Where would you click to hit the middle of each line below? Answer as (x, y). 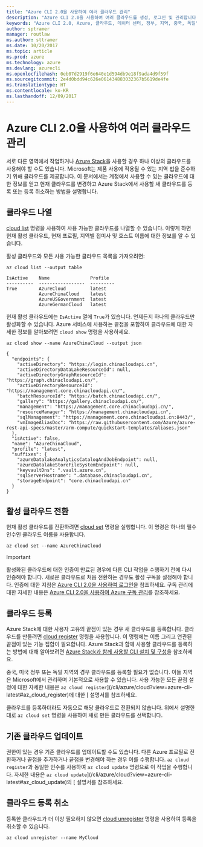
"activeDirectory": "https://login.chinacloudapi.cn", (88, 364)
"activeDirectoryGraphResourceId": (62, 375)
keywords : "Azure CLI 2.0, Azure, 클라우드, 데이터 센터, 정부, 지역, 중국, (95, 23)
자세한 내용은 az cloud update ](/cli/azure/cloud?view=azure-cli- (93, 774)
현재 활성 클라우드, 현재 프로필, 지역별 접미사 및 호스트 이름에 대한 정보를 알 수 (98, 235)
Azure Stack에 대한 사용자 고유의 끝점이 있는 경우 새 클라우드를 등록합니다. (95, 629)
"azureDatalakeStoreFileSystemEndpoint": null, (78, 465)
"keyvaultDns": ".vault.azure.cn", (62, 470)
